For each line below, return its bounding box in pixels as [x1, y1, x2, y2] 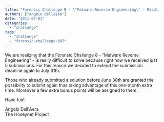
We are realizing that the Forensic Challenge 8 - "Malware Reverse [5, 52, 139, 58]
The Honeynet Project [5, 111, 49, 117]
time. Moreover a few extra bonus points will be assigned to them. [5, 87, 138, 93]
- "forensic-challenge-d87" [9, 39, 67, 44]
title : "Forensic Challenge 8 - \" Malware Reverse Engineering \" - [5, 7, 145, 12]
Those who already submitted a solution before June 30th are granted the [5, 77, 154, 83]
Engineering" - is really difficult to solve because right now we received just [5, 57, 158, 63]
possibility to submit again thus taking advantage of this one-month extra [5, 82, 152, 88]
